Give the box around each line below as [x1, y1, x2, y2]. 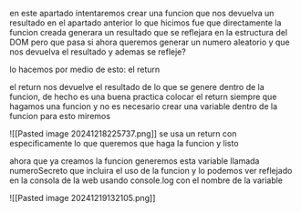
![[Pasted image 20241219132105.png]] [9, 193, 156, 203]
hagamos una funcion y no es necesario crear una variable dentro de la [9, 101, 278, 112]
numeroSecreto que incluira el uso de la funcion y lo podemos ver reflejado [9, 166, 293, 176]
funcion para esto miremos [9, 111, 111, 121]
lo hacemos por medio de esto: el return [9, 64, 161, 75]
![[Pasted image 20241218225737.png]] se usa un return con [9, 128, 237, 139]
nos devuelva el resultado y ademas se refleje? [9, 46, 187, 57]
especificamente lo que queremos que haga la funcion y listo [9, 138, 239, 148]
